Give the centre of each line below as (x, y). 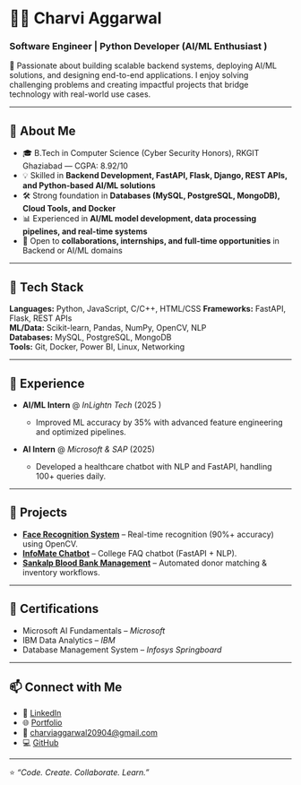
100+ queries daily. (71, 476)
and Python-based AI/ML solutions (89, 185)
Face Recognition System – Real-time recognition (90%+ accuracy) (148, 534)
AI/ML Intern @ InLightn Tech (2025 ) (92, 405)
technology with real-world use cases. (80, 94)
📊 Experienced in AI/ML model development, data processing (139, 219)
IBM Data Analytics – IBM (69, 640)
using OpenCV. (50, 543)
